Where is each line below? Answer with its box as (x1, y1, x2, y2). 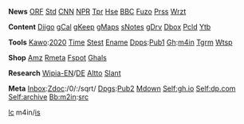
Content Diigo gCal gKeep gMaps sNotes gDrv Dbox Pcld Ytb (8, 22, 211, 31)
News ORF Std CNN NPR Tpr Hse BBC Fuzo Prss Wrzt (8, 7, 187, 16)
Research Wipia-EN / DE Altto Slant (8, 68, 121, 78)
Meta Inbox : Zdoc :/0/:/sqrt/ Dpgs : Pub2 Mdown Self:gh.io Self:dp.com (8, 83, 236, 93)
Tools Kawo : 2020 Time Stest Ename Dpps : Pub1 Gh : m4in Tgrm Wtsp (8, 37, 233, 47)
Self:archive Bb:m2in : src (8, 92, 89, 102)
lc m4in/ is (8, 107, 41, 117)
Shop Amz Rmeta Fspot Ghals (8, 53, 108, 62)
